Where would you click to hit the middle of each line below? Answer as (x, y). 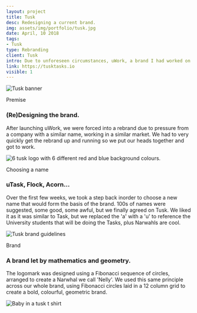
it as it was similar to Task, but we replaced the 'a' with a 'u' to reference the (98, 216)
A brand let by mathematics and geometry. (69, 261)
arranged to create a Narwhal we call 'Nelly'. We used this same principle (95, 279)
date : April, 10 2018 (33, 34)
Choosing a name (27, 169)
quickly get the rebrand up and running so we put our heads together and (95, 140)
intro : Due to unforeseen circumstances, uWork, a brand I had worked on (98, 61)
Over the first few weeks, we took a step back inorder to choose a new (92, 197)
